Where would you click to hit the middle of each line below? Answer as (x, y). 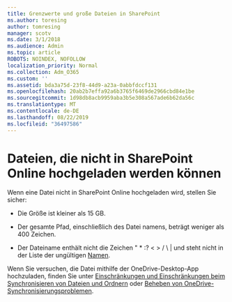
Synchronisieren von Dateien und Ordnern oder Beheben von (95, 284)
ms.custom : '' (28, 78)
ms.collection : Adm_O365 (43, 72)
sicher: (17, 200)
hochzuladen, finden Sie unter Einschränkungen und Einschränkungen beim (116, 276)
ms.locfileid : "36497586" (45, 124)
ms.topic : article (34, 53)
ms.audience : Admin (36, 46)
